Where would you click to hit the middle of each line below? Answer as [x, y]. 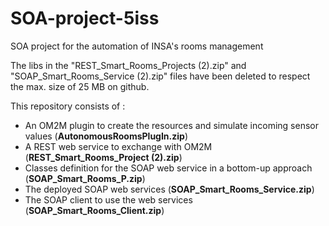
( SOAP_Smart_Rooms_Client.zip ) [94, 210]
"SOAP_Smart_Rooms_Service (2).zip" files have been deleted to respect [160, 76]
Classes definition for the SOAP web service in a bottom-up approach [168, 168]
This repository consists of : [68, 106]
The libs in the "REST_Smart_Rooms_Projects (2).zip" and [128, 65]
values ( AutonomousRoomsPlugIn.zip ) [106, 136]
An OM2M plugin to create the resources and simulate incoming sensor [171, 125]
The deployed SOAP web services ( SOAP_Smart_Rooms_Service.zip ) [169, 189]
